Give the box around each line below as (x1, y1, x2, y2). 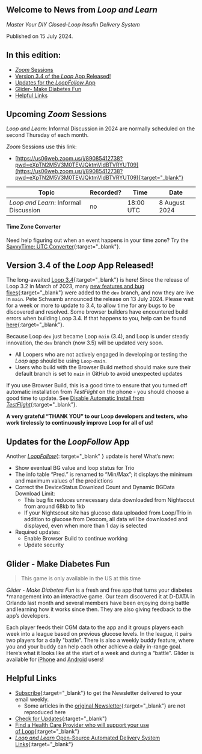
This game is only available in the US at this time (20, 575, 141, 582)
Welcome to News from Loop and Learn (6, 5, 158, 15)
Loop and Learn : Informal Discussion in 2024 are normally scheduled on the (6, 125, 195, 132)
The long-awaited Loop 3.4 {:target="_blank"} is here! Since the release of (6, 276, 189, 284)
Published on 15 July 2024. (6, 33, 73, 40)
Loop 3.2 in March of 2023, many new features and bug (6, 283, 145, 290)
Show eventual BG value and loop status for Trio (14, 464, 135, 472)
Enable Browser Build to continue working (23, 535, 128, 542)
